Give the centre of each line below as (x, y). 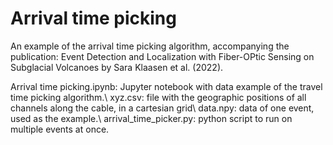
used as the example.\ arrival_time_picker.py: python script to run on (151, 118)
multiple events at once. (60, 129)
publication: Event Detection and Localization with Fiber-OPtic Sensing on (162, 56)
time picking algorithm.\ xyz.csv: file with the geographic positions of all (158, 97)
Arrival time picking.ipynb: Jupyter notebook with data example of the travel (166, 86)
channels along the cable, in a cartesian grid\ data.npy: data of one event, (162, 108)
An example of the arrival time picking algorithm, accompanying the (150, 46)
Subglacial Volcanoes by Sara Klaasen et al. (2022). (117, 67)
